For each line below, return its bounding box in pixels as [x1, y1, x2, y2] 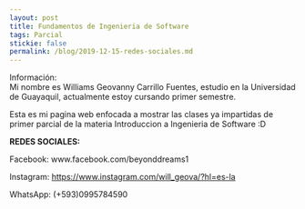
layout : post [9, 13, 59, 23]
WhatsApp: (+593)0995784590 [9, 189, 128, 200]
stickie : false [9, 38, 67, 48]
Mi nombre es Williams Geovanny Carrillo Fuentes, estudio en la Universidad [9, 82, 296, 93]
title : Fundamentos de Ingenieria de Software [9, 22, 189, 31]
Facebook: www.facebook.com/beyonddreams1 [9, 154, 189, 164]
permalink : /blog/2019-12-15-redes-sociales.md [9, 47, 194, 56]
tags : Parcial [9, 30, 64, 39]
